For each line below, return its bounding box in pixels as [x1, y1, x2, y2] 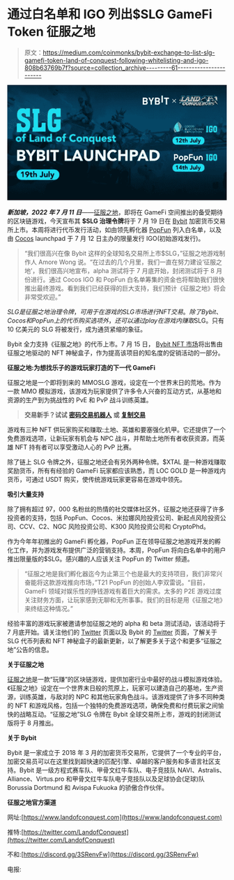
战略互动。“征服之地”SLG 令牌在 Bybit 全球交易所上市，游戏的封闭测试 [19, 710, 221, 719]
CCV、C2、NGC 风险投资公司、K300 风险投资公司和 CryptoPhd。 [19, 522, 210, 531]
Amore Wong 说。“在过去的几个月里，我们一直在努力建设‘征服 [38, 258, 217, 266]
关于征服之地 [7, 661, 44, 669]
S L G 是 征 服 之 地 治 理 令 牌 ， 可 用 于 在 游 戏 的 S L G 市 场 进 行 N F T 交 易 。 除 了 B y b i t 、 [7, 308, 223, 316]
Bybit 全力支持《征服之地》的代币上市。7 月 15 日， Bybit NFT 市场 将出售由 [7, 340, 223, 349]
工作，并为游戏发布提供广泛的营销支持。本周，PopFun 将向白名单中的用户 [13, 546, 226, 555]
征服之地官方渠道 [7, 798, 56, 807]
